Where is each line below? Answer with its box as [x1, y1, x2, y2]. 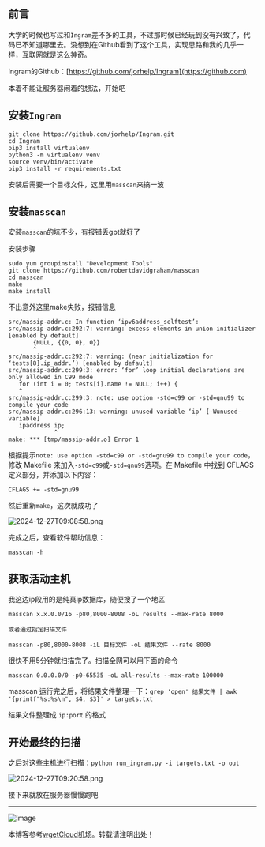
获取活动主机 [8, 572, 71, 585]
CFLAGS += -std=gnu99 [8, 486, 80, 494]
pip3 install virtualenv [8, 144, 90, 152]
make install [8, 288, 51, 296]
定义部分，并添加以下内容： [8, 470, 99, 480]
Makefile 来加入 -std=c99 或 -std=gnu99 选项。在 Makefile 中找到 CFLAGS [23, 461, 254, 470]
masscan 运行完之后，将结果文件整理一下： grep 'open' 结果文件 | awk [8, 687, 237, 696]
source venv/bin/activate [8, 157, 93, 166]
